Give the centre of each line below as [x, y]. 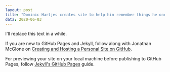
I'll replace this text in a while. [36, 34]
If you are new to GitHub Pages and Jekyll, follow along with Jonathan [78, 44]
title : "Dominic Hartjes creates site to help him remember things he [81, 15]
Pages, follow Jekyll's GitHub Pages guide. [50, 64]
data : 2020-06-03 [24, 19]
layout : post [19, 10]
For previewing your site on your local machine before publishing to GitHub [83, 59]
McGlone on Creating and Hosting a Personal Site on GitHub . [69, 49]
